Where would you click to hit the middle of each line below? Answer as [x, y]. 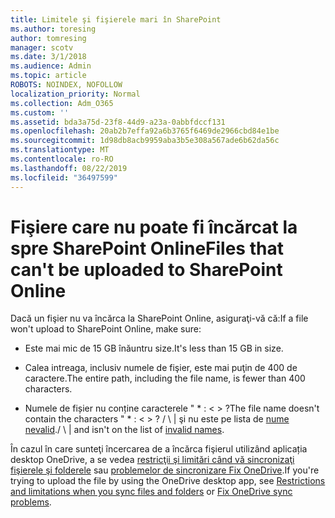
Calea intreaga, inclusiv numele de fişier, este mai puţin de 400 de [161, 368]
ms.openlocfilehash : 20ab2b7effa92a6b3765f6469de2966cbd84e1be [145, 131]
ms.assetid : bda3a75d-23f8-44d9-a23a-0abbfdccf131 [118, 122]
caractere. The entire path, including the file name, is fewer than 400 [165, 378]
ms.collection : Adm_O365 [62, 103]
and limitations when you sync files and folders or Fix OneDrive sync [151, 492]
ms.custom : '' [40, 112]
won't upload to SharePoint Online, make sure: [106, 329]
